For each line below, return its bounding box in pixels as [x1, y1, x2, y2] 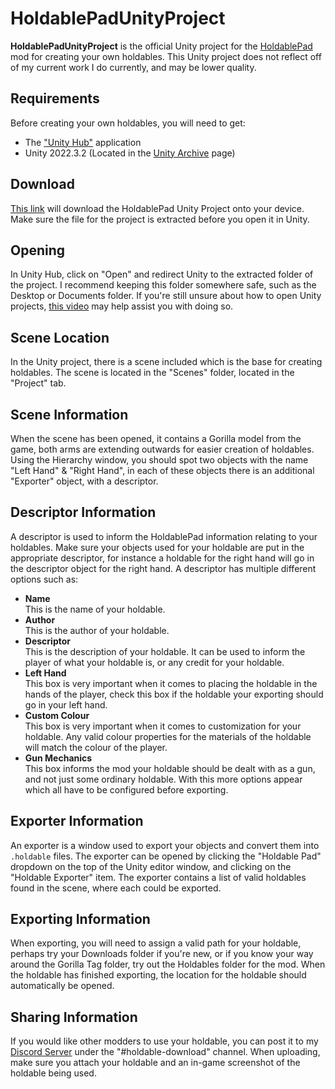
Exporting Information [10, 911, 151, 928]
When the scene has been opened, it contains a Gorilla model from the [10, 433, 302, 444]
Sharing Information [10, 1008, 138, 1026]
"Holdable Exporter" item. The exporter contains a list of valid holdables [10, 871, 307, 883]
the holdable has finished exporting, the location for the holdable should [10, 969, 307, 981]
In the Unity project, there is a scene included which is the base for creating [10, 356, 323, 368]
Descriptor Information [10, 504, 157, 521]
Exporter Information [10, 813, 144, 830]
